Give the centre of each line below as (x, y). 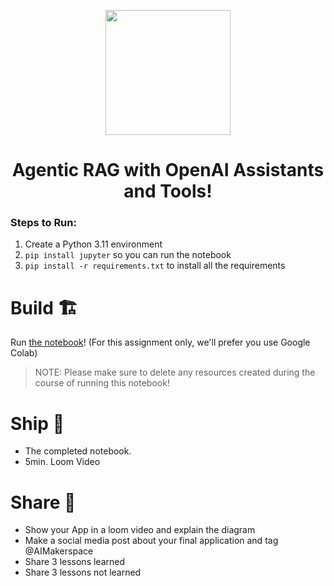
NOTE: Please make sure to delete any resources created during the (175, 372)
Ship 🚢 (37, 423)
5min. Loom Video (62, 462)
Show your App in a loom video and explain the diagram (140, 530)
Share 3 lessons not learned (83, 572)
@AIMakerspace (59, 551)
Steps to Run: (43, 223)
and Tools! (168, 191)
